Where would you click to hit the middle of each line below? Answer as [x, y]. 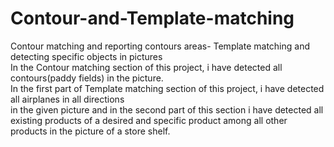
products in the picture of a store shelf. [90, 131]
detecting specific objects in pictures [86, 56]
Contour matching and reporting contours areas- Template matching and [160, 46]
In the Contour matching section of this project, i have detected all [146, 67]
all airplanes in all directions [67, 99]
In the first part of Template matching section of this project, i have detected [167, 88]
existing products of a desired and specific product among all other [149, 120]
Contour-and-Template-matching [152, 18]
